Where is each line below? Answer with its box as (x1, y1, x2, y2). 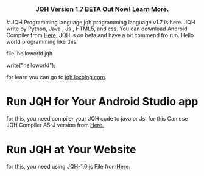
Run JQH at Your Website (6, 143, 136, 157)
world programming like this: (6, 38, 78, 46)
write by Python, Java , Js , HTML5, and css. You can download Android (6, 25, 188, 32)
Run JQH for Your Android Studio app (6, 95, 199, 108)
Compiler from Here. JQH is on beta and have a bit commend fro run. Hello (6, 32, 194, 39)
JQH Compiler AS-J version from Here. (6, 121, 105, 129)
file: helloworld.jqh (6, 50, 53, 57)
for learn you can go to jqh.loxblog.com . (6, 74, 107, 81)
